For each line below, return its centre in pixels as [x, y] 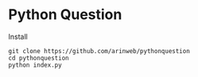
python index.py [35, 65]
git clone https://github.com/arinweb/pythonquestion [99, 51]
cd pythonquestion [39, 58]
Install [18, 37]
